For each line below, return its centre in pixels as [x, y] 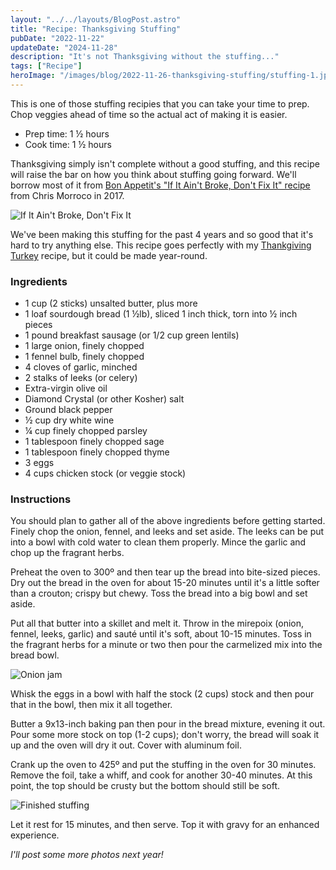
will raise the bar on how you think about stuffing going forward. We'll [153, 174]
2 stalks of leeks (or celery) [81, 378]
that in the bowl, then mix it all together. [91, 705]
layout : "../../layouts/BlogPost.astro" [96, 19]
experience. [35, 835]
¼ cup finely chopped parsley [86, 431]
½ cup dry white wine [69, 420]
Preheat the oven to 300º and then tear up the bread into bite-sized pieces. [165, 572]
